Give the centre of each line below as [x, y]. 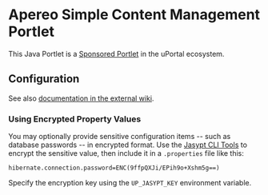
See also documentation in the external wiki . [81, 98]
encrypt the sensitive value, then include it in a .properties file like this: [126, 153]
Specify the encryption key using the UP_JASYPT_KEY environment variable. [130, 183]
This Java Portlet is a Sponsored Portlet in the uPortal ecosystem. [116, 54]
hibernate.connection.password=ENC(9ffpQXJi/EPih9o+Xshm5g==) [114, 168]
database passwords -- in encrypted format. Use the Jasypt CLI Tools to [128, 145]
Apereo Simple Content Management [134, 15]
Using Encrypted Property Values [75, 119]
